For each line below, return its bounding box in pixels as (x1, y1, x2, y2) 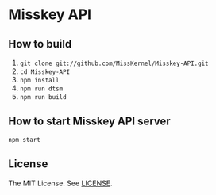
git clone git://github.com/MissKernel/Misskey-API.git (19, 59, 209, 67)
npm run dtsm (19, 85, 64, 93)
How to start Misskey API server (8, 115, 171, 128)
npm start (8, 136, 41, 143)
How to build (8, 37, 72, 51)
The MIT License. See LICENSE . (8, 178, 113, 188)
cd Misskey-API (19, 68, 71, 76)
